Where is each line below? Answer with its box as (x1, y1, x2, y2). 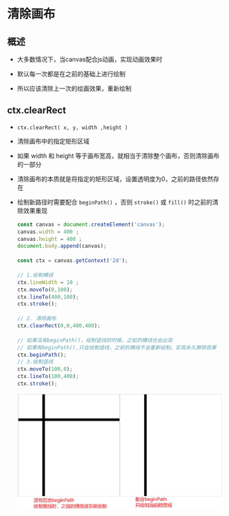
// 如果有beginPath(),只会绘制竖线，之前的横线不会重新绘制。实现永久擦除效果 (16, 344, 217, 351)
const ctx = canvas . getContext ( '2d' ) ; (16, 257, 128, 264)
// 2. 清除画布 (16, 315, 57, 322)
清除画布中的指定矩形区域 (16, 137, 90, 145)
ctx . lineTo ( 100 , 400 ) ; (16, 373, 80, 380)
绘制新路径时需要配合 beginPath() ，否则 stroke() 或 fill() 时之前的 (16, 198, 213, 206)
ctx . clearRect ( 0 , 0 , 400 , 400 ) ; (16, 322, 101, 329)
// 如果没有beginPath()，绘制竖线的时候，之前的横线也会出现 (16, 337, 173, 344)
